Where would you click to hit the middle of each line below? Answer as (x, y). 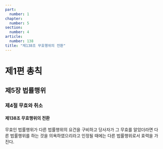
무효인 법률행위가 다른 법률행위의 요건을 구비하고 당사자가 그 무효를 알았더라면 (79, 130)
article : (14, 37)
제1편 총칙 (24, 71)
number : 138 (22, 41)
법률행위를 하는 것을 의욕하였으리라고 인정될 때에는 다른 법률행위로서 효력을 (81, 136)
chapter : (14, 18)
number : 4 (19, 32)
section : (14, 28)
